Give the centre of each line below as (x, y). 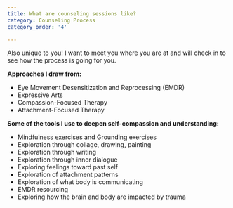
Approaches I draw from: (45, 74)
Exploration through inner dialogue (67, 160)
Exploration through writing (57, 152)
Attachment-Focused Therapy (61, 110)
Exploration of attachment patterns (68, 175)
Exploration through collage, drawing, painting (84, 145)
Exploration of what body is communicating (80, 182)
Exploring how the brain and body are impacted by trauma (101, 197)
